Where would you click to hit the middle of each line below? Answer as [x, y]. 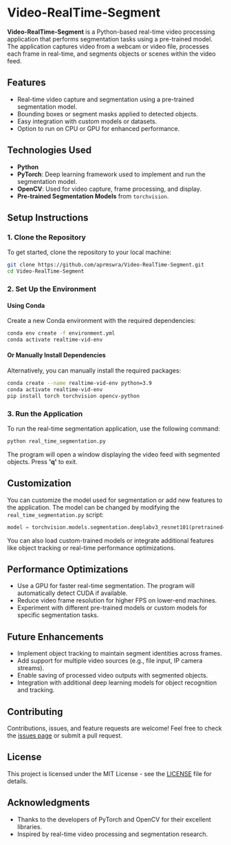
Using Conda [26, 305]
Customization [40, 483]
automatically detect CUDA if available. [72, 593]
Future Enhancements [56, 637]
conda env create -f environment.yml [61, 333]
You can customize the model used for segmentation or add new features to [115, 500]
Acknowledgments [49, 803]
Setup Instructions [48, 217]
